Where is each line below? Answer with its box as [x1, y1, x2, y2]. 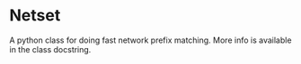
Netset [9, 5, 61, 26]
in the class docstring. [9, 44, 92, 54]
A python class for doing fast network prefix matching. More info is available [9, 35, 292, 45]
